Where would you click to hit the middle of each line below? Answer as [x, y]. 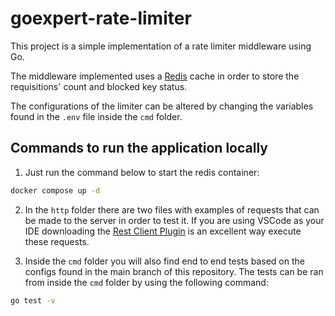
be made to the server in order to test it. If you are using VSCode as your [174, 220]
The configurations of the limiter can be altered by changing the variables [162, 106]
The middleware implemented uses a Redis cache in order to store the [155, 76]
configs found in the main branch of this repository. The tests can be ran [174, 271]
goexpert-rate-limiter [101, 18]
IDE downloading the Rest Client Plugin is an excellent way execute [163, 231]
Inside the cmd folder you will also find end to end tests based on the [164, 261]
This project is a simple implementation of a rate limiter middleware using [161, 46]
